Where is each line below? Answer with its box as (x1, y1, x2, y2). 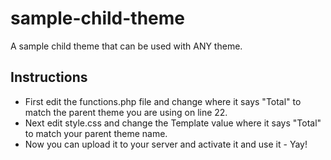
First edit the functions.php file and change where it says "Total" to (24, 95, 302, 107)
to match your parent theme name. (24, 127, 168, 139)
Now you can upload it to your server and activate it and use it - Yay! (24, 138, 308, 150)
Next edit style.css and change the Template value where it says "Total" (24, 117, 322, 129)
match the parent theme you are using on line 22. (24, 106, 228, 118)
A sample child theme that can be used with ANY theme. (10, 40, 243, 52)
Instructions (10, 69, 88, 86)
